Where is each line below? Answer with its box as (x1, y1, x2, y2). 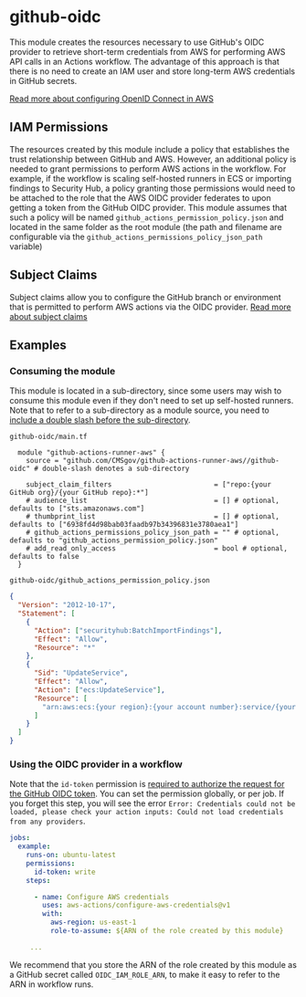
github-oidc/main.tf (9, 432, 89, 442)
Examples (9, 337, 67, 352)
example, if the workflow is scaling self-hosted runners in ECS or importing (9, 173, 292, 184)
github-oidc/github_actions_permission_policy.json (9, 576, 210, 585)
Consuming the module (9, 364, 116, 377)
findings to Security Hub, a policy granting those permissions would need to (9, 183, 296, 194)
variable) (9, 240, 43, 252)
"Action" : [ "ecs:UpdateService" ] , (33, 685, 166, 695)
